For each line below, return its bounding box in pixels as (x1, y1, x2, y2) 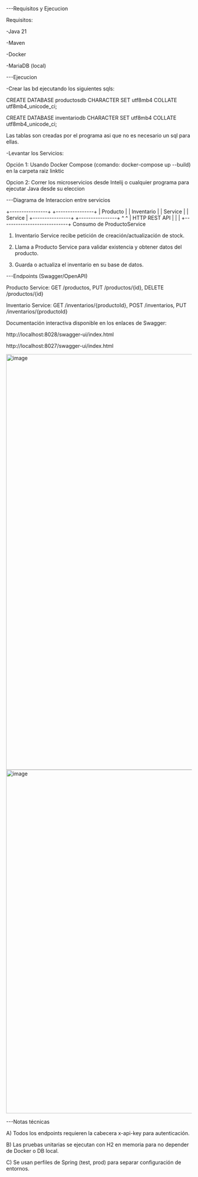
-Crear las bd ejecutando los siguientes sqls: (6, 85, 115, 92)
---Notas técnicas (6, 1119, 50, 1125)
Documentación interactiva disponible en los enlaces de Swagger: (6, 319, 167, 327)
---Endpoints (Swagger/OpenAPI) (6, 273, 88, 279)
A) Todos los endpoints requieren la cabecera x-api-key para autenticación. (6, 1130, 190, 1136)
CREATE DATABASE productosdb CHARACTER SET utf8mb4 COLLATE (6, 97, 177, 103)
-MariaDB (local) (6, 62, 47, 69)
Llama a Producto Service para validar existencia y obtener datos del (14, 243, 182, 250)
